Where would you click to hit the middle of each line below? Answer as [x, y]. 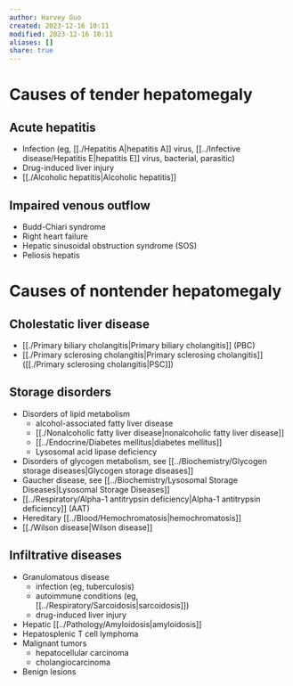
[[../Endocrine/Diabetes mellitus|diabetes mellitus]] [129, 442]
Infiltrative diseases [66, 555]
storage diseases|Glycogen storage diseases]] [108, 470]
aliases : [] [31, 42]
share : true [31, 51]
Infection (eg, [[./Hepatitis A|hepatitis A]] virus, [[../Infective [131, 149]
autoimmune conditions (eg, [87, 596]
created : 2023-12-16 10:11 [59, 26]
